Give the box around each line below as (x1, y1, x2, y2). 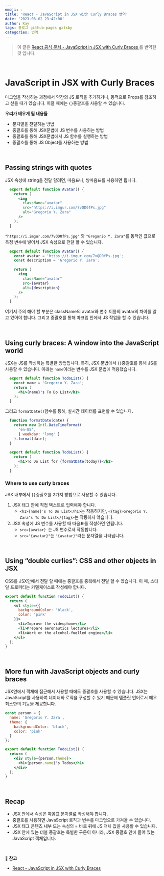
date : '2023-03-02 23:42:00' (5, 16, 65, 21)
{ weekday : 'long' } (18, 431, 60, 437)
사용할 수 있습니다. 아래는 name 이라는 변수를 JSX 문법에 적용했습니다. (5, 366, 137, 372)
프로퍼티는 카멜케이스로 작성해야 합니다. (10, 584, 87, 590)
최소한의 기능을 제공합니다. (5, 701, 56, 707)
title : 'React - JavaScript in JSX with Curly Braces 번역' (5, 12, 128, 17)
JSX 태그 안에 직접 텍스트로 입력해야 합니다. (12, 502, 96, 508)
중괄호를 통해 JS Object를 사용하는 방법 (12, 139, 89, 145)
